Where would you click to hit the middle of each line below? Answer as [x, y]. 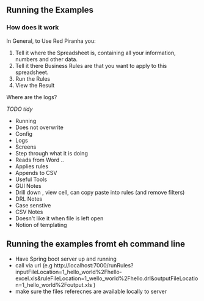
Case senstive [33, 205]
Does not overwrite [39, 127]
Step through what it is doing [52, 153]
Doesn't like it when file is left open [59, 218]
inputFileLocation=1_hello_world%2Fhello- [68, 272]
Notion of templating [41, 225]
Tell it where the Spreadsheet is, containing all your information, [95, 53]
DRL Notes [29, 199]
